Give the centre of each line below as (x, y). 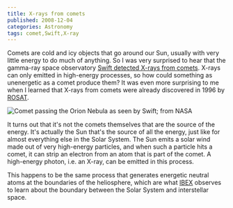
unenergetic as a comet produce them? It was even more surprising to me (113, 83)
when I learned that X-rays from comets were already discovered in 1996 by (116, 90)
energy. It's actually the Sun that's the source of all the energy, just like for (114, 132)
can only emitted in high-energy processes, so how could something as (110, 75)
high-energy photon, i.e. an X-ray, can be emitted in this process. (101, 162)
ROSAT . (18, 98)
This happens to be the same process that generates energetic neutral (108, 175)
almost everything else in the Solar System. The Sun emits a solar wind (109, 140)
